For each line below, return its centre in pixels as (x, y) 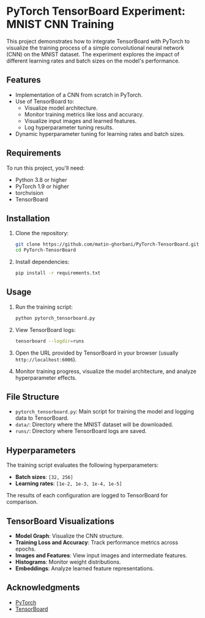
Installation (28, 218)
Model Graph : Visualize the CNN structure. (69, 536)
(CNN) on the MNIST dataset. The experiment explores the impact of (93, 54)
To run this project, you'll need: (46, 168)
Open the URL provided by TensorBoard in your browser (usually (97, 353)
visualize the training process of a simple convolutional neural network (95, 48)
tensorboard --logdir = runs (50, 341)
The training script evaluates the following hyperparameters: (83, 465)
